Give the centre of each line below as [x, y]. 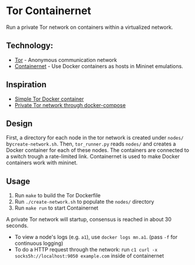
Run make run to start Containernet [56, 208]
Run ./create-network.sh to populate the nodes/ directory [84, 202]
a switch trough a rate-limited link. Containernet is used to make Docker [93, 157]
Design [19, 123]
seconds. [17, 226]
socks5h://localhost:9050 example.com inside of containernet [89, 256]
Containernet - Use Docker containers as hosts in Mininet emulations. [99, 66]
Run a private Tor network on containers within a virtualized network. [90, 27]
